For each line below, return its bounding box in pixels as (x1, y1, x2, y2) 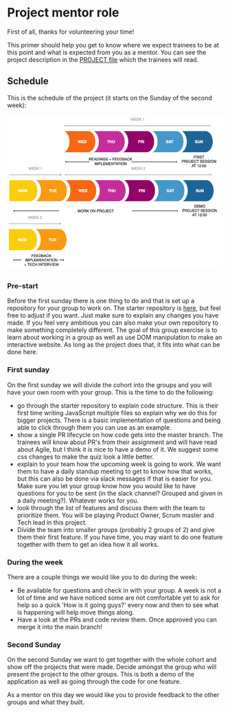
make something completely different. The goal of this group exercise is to (7, 326, 218, 334)
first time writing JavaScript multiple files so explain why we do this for (16, 408, 218, 417)
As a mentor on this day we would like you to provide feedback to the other (7, 691, 220, 699)
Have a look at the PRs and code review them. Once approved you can (16, 615, 218, 624)
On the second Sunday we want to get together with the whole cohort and (7, 655, 217, 664)
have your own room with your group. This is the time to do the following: (7, 388, 214, 396)
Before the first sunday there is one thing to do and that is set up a (7, 297, 194, 305)
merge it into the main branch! (16, 622, 103, 630)
